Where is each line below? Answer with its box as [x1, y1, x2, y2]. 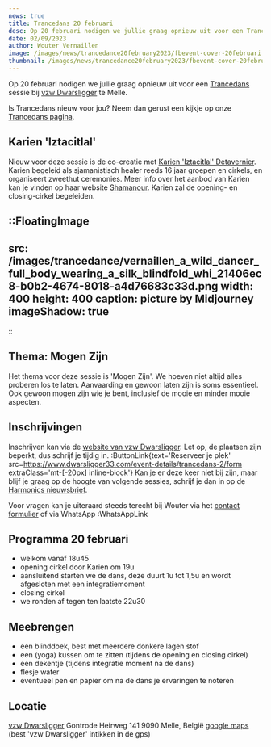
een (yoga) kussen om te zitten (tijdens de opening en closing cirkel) [19, 650, 248, 660]
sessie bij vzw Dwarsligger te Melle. [8, 87, 127, 97]
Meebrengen [8, 619, 75, 634]
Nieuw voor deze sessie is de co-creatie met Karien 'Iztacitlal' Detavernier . [8, 157, 256, 166]
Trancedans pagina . [8, 111, 75, 121]
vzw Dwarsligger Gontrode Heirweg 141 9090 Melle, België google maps [8, 720, 249, 730]
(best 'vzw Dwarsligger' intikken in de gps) [8, 728, 151, 739]
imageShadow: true [8, 304, 110, 319]
